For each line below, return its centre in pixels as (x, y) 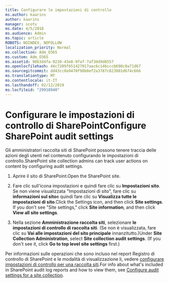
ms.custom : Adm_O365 (27, 57)
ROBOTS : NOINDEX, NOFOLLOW (34, 43)
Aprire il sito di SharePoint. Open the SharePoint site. (67, 176)
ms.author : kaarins (26, 15)
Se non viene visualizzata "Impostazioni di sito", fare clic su (74, 191)
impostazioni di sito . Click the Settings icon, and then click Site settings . (88, 202)
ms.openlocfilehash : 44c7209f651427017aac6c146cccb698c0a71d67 (73, 66)
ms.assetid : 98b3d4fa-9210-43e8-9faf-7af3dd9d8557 (60, 62)
